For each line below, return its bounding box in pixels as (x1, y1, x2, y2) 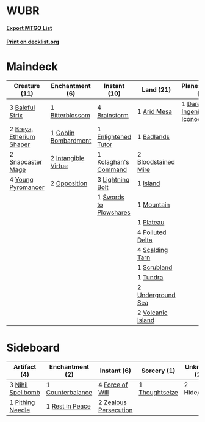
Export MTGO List (6, 24, 52, 31)
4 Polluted (137, 228, 167, 237)
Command (97, 166, 127, 174)
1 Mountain (137, 201, 170, 209)
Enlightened (97, 133, 132, 141)
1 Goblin (50, 129, 75, 138)
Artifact (13, 363, 37, 371)
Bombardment (50, 136, 92, 145)
